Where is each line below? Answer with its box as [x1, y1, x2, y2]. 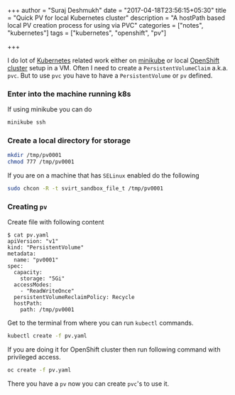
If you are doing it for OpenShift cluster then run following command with [7, 345, 221, 354]
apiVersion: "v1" [7, 238, 59, 245]
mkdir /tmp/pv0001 [7, 152, 62, 159]
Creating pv [7, 202, 48, 212]
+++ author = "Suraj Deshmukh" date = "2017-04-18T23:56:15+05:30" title [7, 6, 227, 14]
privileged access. [7, 353, 62, 362]
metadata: [7, 250, 37, 258]
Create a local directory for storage [7, 136, 131, 146]
